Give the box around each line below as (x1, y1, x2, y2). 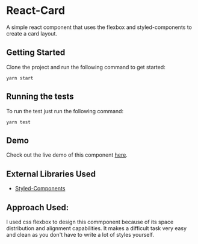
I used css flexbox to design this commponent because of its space (6, 218, 174, 225)
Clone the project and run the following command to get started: (6, 63, 166, 70)
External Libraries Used (6, 169, 96, 179)
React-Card (6, 4, 65, 17)
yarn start (6, 75, 34, 81)
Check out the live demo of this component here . (6, 151, 128, 158)
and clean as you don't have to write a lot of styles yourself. (6, 231, 155, 238)
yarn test (6, 119, 31, 125)
